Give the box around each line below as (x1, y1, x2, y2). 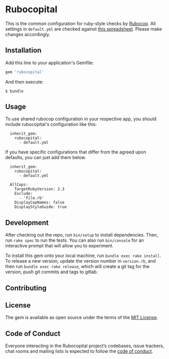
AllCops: (10, 182, 28, 187)
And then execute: (5, 79, 44, 85)
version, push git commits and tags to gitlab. (5, 269, 98, 275)
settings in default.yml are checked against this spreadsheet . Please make (5, 25, 162, 32)
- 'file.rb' (18, 195, 44, 201)
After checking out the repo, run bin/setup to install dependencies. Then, (5, 232, 158, 238)
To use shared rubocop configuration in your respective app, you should (5, 116, 157, 122)
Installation (5, 46, 42, 55)
